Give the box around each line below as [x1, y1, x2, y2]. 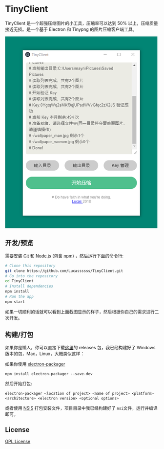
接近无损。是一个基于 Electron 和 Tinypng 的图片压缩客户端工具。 [5, 26, 137, 32]
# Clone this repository [5, 263, 56, 268]
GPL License [5, 439, 31, 445]
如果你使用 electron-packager [5, 361, 65, 367]
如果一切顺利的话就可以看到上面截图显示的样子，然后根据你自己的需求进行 [5, 309, 155, 314]
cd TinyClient [5, 279, 34, 284]
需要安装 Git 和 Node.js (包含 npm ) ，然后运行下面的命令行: [5, 253, 123, 259]
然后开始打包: [5, 381, 33, 386]
